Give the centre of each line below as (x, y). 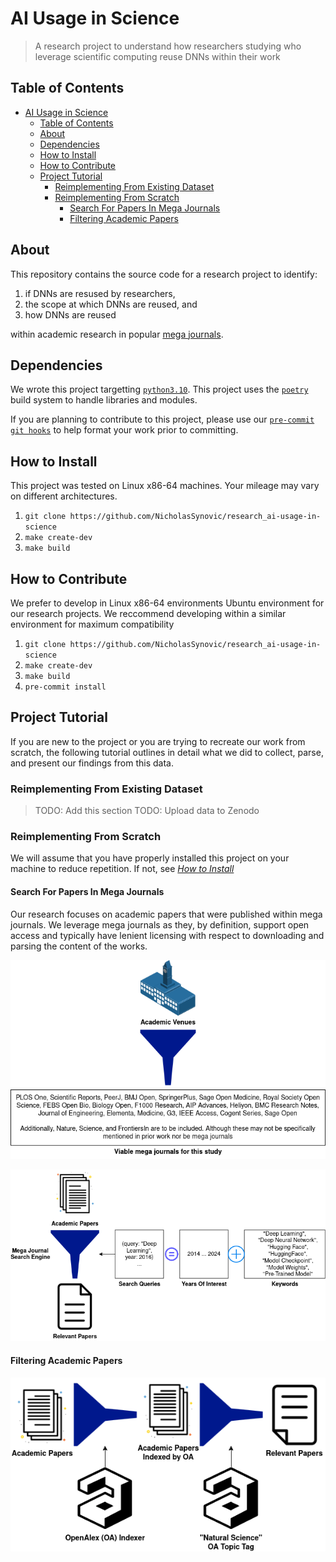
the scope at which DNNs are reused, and (111, 304)
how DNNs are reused (70, 314)
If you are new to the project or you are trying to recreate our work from (158, 741)
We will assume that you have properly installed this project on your (150, 858)
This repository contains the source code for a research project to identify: (164, 274)
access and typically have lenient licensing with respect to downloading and (167, 935)
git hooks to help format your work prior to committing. (124, 430)
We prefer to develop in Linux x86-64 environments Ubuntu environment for (167, 603)
